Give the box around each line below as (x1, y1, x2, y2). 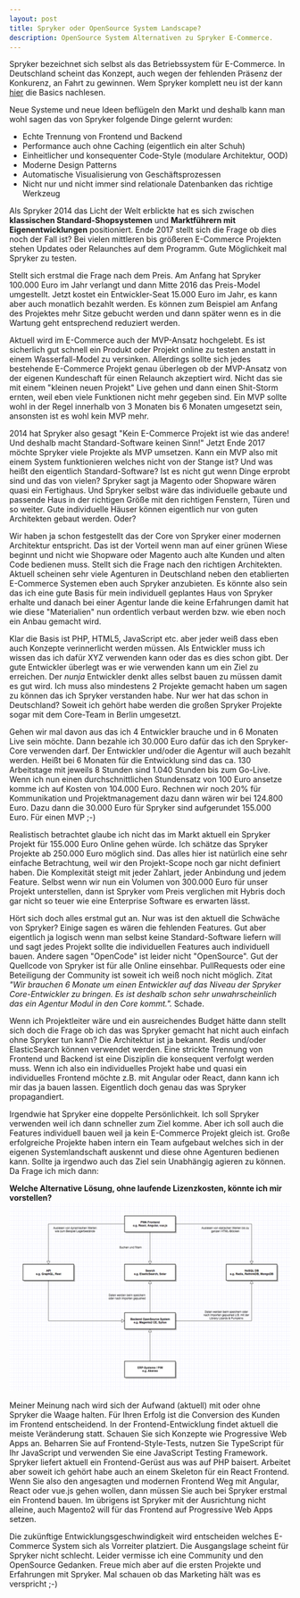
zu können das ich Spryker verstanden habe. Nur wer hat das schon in (9, 690, 269, 701)
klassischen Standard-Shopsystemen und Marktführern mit (9, 215, 237, 226)
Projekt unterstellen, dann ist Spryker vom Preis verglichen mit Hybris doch (9, 886, 286, 897)
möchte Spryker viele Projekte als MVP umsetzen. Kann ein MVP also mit (9, 447, 279, 458)
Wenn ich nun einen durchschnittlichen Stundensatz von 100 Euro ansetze (9, 774, 283, 785)
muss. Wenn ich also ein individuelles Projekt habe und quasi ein (9, 1063, 247, 1074)
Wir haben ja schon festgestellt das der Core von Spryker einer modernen (9, 531, 281, 542)
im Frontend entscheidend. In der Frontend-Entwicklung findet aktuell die (9, 1419, 279, 1430)
